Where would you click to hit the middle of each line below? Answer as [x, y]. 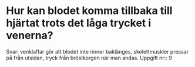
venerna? [30, 36]
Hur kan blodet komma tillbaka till [89, 11]
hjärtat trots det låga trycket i [79, 23]
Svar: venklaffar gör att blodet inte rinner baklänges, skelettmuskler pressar [97, 51]
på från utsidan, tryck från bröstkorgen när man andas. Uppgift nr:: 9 [89, 58]
